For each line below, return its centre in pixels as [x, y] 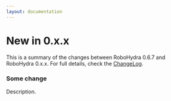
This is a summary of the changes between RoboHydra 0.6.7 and [86, 57]
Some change [27, 79]
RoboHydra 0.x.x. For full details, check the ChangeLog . [75, 63]
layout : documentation [34, 12]
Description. [21, 92]
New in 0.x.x [38, 40]
